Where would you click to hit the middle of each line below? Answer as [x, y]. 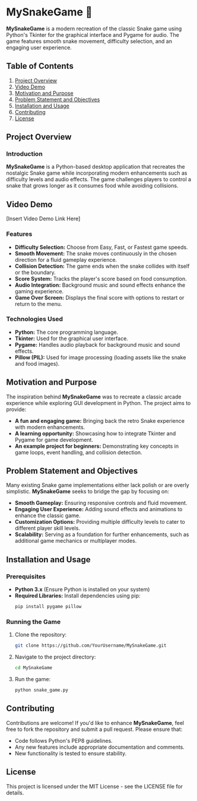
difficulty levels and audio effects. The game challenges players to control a [99, 179]
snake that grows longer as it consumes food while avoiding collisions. [92, 186]
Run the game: [33, 679]
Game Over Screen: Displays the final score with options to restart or [99, 297]
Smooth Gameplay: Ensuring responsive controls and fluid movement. [101, 503]
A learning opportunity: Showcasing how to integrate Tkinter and [95, 433]
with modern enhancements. [50, 427]
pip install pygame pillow [48, 607]
